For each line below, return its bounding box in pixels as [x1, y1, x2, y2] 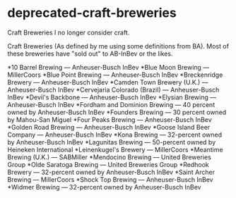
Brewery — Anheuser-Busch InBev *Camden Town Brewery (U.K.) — [7, 78, 208, 86]
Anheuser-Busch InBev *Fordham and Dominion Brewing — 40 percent [7, 100, 216, 109]
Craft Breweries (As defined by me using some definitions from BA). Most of [7, 42, 230, 50]
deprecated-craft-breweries [7, 5, 177, 21]
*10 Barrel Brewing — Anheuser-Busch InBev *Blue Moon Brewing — [7, 63, 210, 71]
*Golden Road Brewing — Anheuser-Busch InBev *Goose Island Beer [7, 123, 211, 131]
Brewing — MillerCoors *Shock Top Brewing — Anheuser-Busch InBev [7, 175, 213, 184]
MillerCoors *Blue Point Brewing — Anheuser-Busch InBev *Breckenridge [7, 70, 223, 79]
